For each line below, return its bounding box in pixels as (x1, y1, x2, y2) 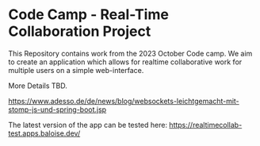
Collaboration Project (8, 22, 151, 40)
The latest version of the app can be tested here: (8, 120, 168, 129)
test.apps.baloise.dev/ (8, 129, 81, 138)
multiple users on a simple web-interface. (8, 65, 144, 75)
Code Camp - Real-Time (8, 6, 169, 24)
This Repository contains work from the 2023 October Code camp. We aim (8, 48, 253, 58)
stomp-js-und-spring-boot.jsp (8, 105, 107, 114)
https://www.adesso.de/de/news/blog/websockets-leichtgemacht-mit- (8, 96, 239, 106)
